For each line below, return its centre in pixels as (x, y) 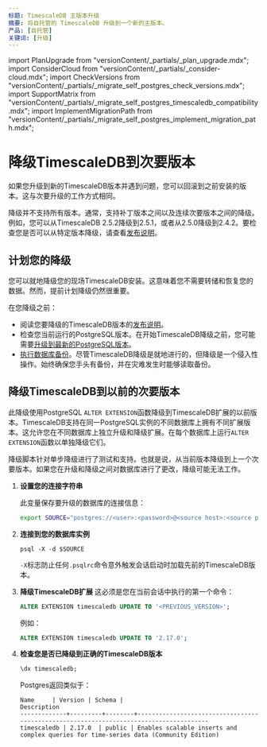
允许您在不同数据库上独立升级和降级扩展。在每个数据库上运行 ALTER (139, 432)
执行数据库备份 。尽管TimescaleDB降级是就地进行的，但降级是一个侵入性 (139, 354)
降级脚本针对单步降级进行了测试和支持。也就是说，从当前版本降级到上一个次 (133, 459)
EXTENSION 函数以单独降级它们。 (59, 442)
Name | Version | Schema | (72, 700)
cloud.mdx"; (28, 77)
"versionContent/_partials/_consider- (160, 69)
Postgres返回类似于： (55, 685)
